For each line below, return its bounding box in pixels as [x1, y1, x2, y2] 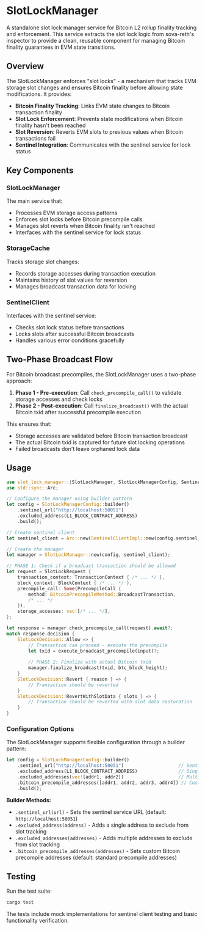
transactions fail [15, 134, 56, 142]
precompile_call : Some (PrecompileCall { [17, 585, 121, 591]
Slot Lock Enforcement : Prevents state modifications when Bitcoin [15, 115, 183, 122]
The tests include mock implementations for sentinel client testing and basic [6, 910, 198, 918]
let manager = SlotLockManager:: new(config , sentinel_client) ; [6, 552, 171, 558]
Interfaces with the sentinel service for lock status [15, 229, 142, 236]
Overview [6, 61, 45, 71]
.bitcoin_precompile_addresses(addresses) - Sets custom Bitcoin [15, 847, 181, 854]
